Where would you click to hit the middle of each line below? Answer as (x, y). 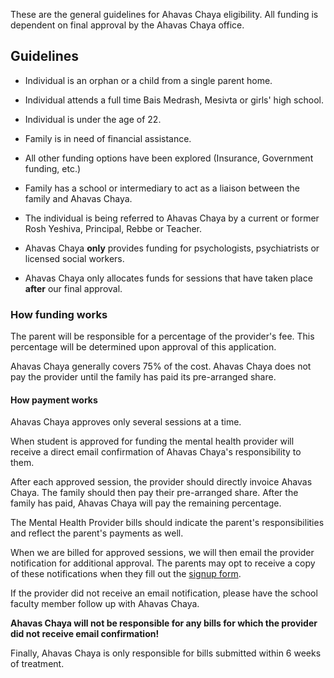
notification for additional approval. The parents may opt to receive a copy (163, 563)
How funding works (59, 314)
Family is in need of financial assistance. (108, 138)
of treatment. (37, 664)
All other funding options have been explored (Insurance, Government (169, 158)
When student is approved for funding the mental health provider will (152, 441)
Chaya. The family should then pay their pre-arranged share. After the (154, 493)
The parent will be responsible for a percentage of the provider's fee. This (162, 336)
